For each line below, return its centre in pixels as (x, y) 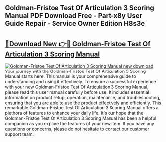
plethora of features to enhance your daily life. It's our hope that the (74, 113)
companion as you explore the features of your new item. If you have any (80, 124)
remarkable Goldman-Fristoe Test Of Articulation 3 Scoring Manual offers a (82, 108)
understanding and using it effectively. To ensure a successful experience (81, 82)
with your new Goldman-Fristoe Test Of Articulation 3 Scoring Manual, (77, 87)
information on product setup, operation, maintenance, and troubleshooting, (83, 97)
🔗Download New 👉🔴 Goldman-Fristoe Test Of (78, 44)
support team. (20, 134)
